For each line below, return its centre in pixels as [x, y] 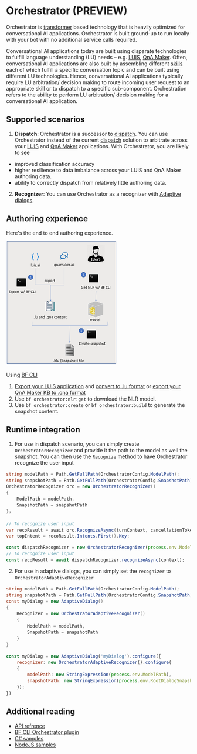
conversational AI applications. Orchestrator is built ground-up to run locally [98, 33]
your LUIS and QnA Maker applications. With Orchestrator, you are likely [101, 146]
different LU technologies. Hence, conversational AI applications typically [95, 76]
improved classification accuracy [55, 164]
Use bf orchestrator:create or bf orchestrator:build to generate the [100, 405]
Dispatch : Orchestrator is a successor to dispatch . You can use [91, 134]
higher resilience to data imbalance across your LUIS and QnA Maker [98, 170]
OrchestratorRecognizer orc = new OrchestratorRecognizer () [81, 486]
